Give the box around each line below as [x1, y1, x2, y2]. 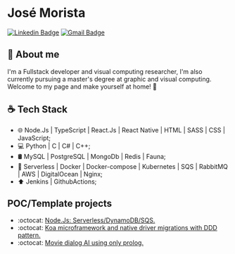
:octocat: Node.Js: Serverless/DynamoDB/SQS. [17, 216, 155, 224]
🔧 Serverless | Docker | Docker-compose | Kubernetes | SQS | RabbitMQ [17, 162, 229, 170]
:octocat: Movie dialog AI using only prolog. [17, 239, 144, 247]
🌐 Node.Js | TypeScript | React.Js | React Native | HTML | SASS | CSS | [17, 125, 225, 134]
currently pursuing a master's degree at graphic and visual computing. [7, 75, 212, 83]
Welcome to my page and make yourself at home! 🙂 [7, 82, 157, 91]
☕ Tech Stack [7, 103, 68, 115]
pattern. [17, 231, 41, 240]
